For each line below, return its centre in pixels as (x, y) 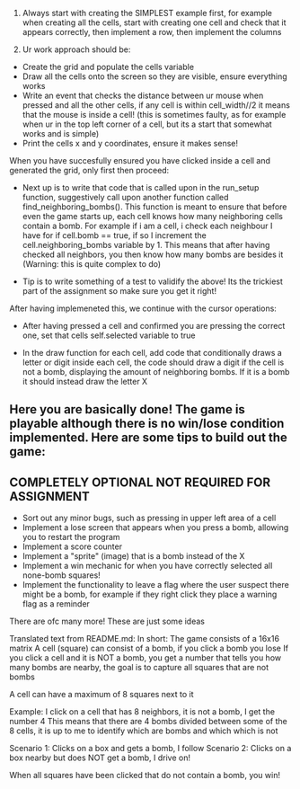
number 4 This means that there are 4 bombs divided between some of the (148, 722)
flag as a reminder (56, 604)
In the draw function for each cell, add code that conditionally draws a (152, 353)
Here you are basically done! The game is (127, 409)
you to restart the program (71, 537)
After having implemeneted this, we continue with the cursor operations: (143, 308)
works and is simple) (61, 133)
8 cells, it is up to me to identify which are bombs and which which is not (144, 731)
